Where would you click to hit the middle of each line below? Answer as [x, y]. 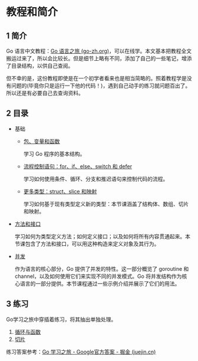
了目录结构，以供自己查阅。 [40, 66]
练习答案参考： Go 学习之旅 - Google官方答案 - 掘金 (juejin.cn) [81, 352]
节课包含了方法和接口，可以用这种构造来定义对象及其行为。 [87, 244]
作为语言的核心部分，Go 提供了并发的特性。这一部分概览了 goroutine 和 [102, 268]
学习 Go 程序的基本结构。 [54, 153]
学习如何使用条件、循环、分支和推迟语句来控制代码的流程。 [96, 179]
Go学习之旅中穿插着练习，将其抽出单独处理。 [61, 319]
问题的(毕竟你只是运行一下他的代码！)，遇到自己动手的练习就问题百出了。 [101, 86]
